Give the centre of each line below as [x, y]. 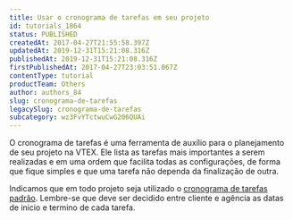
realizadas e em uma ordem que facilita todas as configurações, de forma [145, 162]
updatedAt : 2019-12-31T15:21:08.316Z [80, 51]
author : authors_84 [46, 92]
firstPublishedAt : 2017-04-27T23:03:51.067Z [93, 68]
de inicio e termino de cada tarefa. [72, 207]
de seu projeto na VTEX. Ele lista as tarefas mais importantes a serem [137, 152]
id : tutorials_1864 [46, 26]
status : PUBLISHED [43, 34]
